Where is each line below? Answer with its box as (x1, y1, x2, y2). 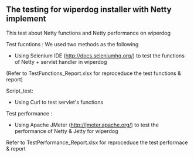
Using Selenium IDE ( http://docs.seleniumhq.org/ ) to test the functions (14, 52, 185, 59)
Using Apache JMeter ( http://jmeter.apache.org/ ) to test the (14, 121, 159, 128)
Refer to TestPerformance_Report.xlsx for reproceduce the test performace (6, 139, 188, 146)
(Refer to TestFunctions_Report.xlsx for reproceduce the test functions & (6, 70, 182, 77)
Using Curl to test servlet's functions (14, 98, 104, 105)
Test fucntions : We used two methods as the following (6, 40, 139, 47)
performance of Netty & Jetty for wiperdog (14, 127, 118, 134)
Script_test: (6, 87, 33, 94)
